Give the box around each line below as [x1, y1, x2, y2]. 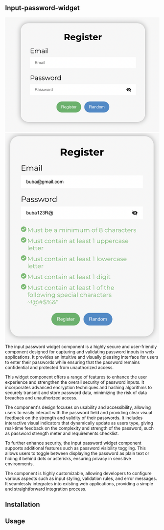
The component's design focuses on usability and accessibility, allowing [5, 404, 151, 410]
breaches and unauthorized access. [5, 395, 77, 401]
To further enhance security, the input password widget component [5, 440, 142, 446]
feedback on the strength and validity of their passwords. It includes [5, 415, 143, 421]
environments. [5, 461, 34, 467]
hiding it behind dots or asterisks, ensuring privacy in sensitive [5, 456, 131, 462]
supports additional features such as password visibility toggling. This [5, 445, 146, 451]
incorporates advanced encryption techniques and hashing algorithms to [5, 385, 152, 391]
